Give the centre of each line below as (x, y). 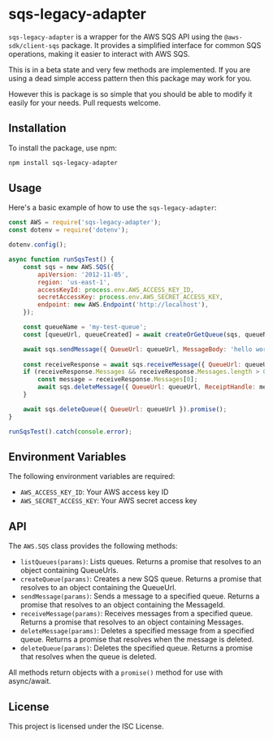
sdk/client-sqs (34, 46)
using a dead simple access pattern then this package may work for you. (130, 78)
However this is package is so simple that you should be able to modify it (130, 93)
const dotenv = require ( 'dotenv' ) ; (69, 230)
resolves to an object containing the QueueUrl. (98, 588)
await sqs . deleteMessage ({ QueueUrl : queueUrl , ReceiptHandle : (147, 387)
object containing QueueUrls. (69, 571)
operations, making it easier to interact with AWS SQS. (100, 54)
